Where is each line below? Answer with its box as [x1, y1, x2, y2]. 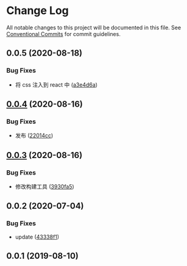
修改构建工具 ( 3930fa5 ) [15, 183, 74, 190]
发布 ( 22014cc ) [15, 132, 54, 139]
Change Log [6, 4, 69, 18]
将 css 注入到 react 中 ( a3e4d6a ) [15, 81, 98, 88]
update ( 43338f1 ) [15, 233, 60, 240]
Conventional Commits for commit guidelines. [6, 30, 121, 37]
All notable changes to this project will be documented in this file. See [6, 24, 182, 31]
